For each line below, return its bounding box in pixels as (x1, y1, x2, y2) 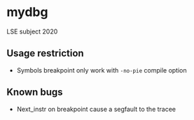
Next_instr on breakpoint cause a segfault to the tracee (16, 105, 176, 113)
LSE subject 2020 (6, 27, 58, 36)
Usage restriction (6, 47, 85, 59)
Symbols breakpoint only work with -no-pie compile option (16, 66, 187, 74)
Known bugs (6, 87, 64, 98)
